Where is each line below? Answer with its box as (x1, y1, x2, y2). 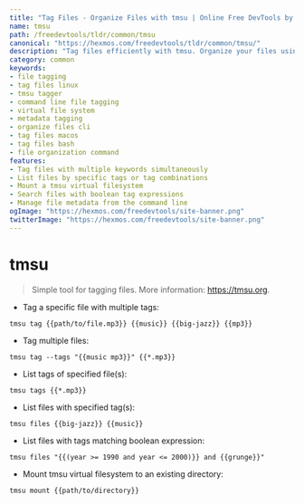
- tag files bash (9, 139, 75, 148)
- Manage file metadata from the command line (9, 198, 188, 208)
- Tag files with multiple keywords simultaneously (9, 165, 208, 174)
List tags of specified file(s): (22, 368, 128, 379)
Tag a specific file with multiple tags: (22, 301, 160, 312)
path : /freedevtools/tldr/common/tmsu (9, 30, 156, 39)
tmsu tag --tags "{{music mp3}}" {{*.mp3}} (9, 352, 176, 362)
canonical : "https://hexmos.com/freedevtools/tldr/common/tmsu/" (9, 38, 261, 48)
